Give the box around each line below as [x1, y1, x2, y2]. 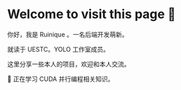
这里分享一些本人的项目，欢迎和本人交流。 [7, 59, 130, 68]
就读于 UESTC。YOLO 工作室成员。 [7, 45, 110, 53]
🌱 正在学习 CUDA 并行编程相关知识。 [7, 75, 114, 83]
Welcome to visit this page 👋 [7, 6, 176, 22]
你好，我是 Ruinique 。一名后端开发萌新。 [7, 30, 128, 38]
